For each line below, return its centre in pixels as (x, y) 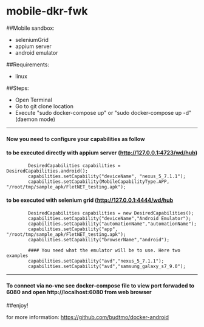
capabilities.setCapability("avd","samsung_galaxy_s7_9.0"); (107, 266)
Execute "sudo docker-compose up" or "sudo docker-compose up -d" (103, 112)
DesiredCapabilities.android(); (47, 171)
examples (17, 256)
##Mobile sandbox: (30, 28)
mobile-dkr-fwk (47, 11)
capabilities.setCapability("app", (73, 229)
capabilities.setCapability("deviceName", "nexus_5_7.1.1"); (107, 176)
